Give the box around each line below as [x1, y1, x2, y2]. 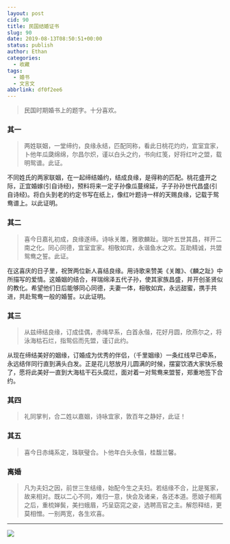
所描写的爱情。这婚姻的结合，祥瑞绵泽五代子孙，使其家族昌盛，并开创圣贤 [7, 275, 217, 283]
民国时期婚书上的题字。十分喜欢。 [23, 106, 120, 114]
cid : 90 [7, 16, 29, 23]
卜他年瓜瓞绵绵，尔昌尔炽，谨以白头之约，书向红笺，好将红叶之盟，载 [23, 150, 222, 158]
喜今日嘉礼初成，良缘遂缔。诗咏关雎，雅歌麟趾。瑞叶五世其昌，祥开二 [23, 234, 222, 243]
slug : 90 [7, 29, 32, 36]
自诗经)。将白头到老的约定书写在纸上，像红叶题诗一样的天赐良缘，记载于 [7, 190, 214, 199]
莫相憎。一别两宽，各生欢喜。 [23, 509, 108, 517]
